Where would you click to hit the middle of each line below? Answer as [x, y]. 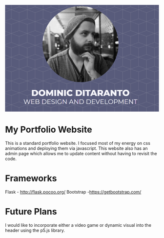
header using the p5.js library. [35, 230]
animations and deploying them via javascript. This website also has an [76, 148]
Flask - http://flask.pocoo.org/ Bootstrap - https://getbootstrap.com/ [73, 192]
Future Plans [31, 211]
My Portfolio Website [49, 130]
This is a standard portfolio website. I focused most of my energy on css [78, 143]
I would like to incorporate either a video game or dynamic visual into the [78, 225]
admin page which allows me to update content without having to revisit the [81, 153]
